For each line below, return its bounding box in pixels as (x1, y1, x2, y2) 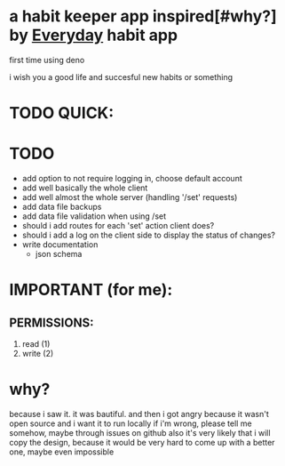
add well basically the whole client (21, 182, 148, 193)
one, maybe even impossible (9, 446, 115, 457)
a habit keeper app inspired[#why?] (9, 6, 277, 27)
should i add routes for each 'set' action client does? (21, 221, 215, 231)
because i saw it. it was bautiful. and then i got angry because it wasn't (9, 409, 269, 419)
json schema (35, 249, 83, 260)
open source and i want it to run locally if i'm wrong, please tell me (9, 418, 252, 429)
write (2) (21, 349, 54, 359)
